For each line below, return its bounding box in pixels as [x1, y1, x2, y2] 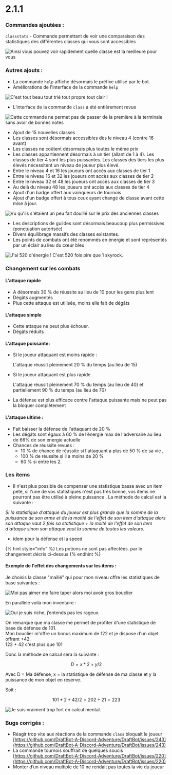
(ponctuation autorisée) [12, 226, 63, 232]
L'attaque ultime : [5, 414, 44, 420]
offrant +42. [5, 636, 31, 642]
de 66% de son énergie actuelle [12, 436, 81, 442]
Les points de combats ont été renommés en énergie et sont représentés [12, 236, 167, 243]
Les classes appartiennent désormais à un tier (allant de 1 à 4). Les [12, 151, 155, 157]
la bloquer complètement [12, 402, 66, 409]
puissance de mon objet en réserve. [5, 677, 82, 683]
